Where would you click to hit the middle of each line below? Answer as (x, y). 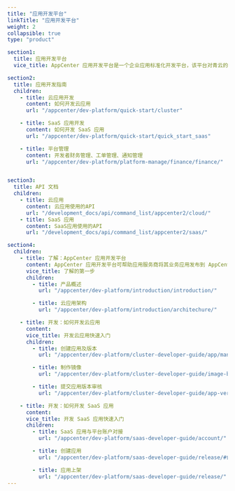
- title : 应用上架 (57, 470)
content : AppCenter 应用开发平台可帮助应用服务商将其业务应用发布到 (115, 264)
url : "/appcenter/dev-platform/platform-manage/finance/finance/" (124, 162)
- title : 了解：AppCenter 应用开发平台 (73, 258)
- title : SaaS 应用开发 (52, 123)
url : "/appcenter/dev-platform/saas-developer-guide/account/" (133, 439)
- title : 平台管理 (44, 149)
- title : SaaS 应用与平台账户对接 (78, 432)
